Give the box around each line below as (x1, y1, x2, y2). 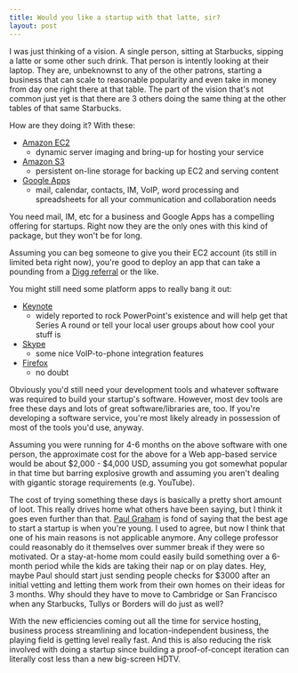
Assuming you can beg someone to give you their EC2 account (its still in (9, 247, 278, 258)
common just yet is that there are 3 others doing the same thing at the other (9, 93, 286, 103)
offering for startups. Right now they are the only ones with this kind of (9, 220, 269, 231)
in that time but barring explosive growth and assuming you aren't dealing (9, 467, 280, 478)
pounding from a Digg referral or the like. (9, 266, 159, 277)
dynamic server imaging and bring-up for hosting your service (35, 146, 264, 157)
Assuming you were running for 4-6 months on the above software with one (9, 439, 287, 450)
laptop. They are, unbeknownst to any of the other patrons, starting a (9, 64, 262, 76)
